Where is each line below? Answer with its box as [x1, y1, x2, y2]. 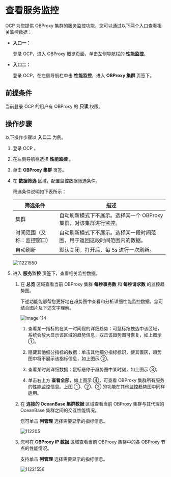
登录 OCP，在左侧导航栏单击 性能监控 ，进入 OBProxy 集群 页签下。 [12, 72, 155, 78]
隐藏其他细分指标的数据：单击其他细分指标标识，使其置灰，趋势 [27, 349, 162, 355]
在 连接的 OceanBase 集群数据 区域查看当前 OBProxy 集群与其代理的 [20, 400, 164, 407]
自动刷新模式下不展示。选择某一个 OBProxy [59, 211, 163, 219]
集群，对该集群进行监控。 [59, 219, 121, 226]
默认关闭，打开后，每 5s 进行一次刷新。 [59, 246, 155, 253]
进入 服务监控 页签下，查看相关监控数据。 [12, 270, 100, 276]
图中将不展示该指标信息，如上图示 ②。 [27, 355, 111, 362]
